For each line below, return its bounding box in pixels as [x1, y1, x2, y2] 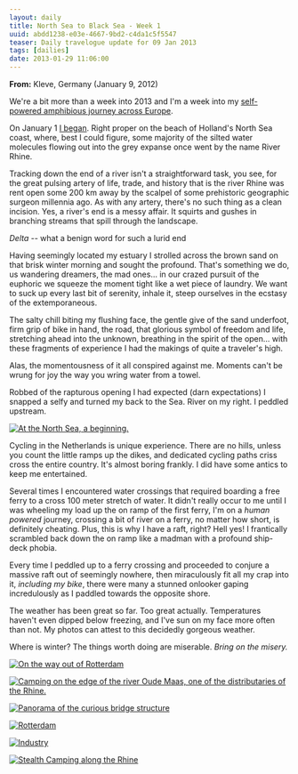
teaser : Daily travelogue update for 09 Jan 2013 [9, 37, 197, 47]
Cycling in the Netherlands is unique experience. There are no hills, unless [9, 440, 282, 450]
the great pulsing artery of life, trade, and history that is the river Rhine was [9, 178, 285, 188]
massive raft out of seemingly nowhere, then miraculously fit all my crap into [9, 569, 289, 579]
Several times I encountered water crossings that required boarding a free [9, 486, 280, 496]
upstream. [9, 406, 47, 416]
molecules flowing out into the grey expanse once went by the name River [9, 141, 281, 152]
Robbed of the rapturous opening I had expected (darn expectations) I [9, 387, 267, 397]
